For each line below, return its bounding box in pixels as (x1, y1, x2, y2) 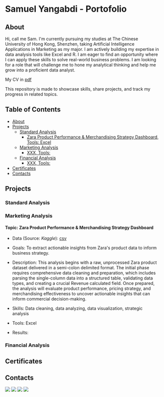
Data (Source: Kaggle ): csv (12, 235, 67, 241)
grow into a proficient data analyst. (5, 67, 75, 73)
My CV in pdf (5, 77, 32, 82)
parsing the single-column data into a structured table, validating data (12, 275, 153, 281)
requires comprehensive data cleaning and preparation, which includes (12, 270, 156, 276)
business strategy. (12, 250, 50, 256)
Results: (12, 329, 28, 336)
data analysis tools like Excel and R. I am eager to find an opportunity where (5, 51, 158, 57)
